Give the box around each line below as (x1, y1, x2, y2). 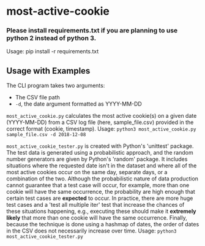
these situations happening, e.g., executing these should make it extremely (6, 207, 197, 215)
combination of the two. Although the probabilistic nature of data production (6, 175, 199, 182)
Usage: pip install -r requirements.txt (6, 48, 99, 55)
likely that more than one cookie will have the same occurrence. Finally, (6, 214, 188, 221)
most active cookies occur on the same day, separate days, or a (6, 169, 168, 176)
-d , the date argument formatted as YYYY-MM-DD (15, 100, 142, 108)
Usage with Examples (6, 66, 91, 76)
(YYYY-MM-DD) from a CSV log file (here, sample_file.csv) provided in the (6, 118, 194, 126)
